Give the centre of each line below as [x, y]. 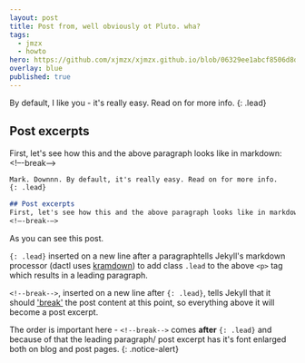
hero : [20, 60]
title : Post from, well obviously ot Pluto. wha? [105, 26]
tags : [20, 34]
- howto [32, 52]
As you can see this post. [57, 238]
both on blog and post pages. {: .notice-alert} [94, 348]
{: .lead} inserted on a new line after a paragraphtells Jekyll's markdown [148, 256]
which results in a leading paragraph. [79, 275]
